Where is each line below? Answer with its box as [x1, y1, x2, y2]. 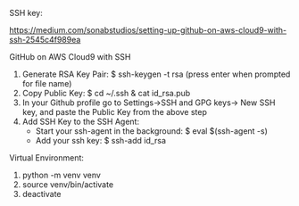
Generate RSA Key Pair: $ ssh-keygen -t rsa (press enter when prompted [21, 69, 291, 79]
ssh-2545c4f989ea [9, 35, 81, 45]
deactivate [21, 189, 62, 199]
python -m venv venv [21, 169, 101, 180]
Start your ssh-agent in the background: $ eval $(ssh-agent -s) [35, 126, 268, 136]
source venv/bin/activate [21, 179, 114, 190]
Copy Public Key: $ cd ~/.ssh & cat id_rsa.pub [21, 88, 191, 98]
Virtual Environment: [9, 152, 85, 163]
